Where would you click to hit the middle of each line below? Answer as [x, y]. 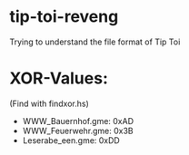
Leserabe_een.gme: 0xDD [71, 140]
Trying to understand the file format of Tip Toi [95, 42]
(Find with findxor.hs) [49, 103]
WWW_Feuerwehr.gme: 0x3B [78, 131]
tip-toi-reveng [64, 17]
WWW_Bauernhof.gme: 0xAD [78, 121]
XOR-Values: [59, 78]
